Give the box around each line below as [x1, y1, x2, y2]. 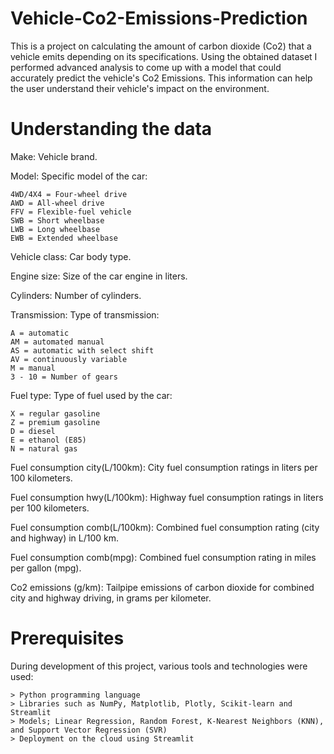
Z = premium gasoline [10, 417, 101, 427]
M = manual [10, 363, 56, 373]
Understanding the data [10, 118, 213, 141]
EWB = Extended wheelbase [10, 233, 118, 243]
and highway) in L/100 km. [10, 532, 120, 544]
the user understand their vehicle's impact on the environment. [10, 82, 270, 94]
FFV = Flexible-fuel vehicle [10, 207, 132, 217]
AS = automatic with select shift [10, 345, 155, 356]
